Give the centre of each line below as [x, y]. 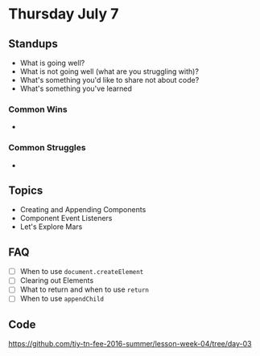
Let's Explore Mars [51, 227]
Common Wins [38, 109]
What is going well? [52, 63]
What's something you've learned [76, 88]
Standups [33, 44]
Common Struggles [47, 148]
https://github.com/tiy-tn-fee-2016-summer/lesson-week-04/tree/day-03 [130, 344]
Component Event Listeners [66, 219]
